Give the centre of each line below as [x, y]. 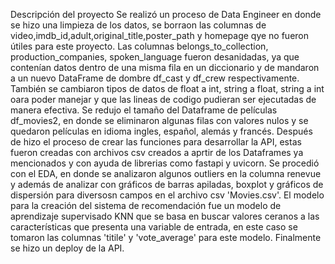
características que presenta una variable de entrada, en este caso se [154, 227]
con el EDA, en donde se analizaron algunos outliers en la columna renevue [166, 173]
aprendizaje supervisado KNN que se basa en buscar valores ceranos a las [165, 216]
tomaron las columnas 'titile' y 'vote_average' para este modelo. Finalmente [166, 237]
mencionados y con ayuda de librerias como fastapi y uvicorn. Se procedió [165, 163]
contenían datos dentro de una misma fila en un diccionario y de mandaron [165, 67]
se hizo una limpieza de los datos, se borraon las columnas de [138, 25]
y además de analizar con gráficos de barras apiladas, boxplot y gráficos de [167, 184]
